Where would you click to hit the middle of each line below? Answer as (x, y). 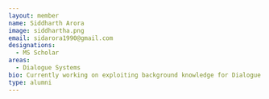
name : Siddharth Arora (46, 23)
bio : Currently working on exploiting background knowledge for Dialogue (135, 75)
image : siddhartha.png (46, 30)
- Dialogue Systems (48, 68)
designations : (32, 46)
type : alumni (30, 82)
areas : (19, 61)
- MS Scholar (37, 53)
